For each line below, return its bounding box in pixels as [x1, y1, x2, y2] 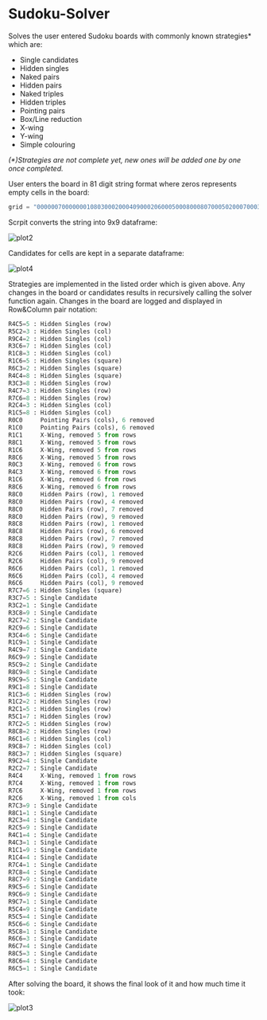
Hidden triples [19, 97, 66, 107]
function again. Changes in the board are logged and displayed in [8, 296, 222, 305]
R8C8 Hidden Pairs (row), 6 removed [8, 528, 145, 535]
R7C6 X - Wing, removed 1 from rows [8, 787, 137, 794]
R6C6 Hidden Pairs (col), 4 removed [8, 571, 145, 580]
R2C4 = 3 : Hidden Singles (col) [8, 402, 112, 410]
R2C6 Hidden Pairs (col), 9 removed [8, 557, 145, 565]
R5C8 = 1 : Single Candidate [8, 928, 98, 936]
